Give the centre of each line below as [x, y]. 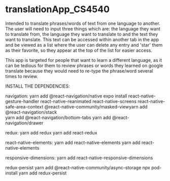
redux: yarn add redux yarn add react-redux [51, 132]
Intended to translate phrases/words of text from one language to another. [83, 23]
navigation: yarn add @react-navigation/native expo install [66, 96]
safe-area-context [24, 106]
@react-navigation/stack [31, 112]
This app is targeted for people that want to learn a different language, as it [84, 60]
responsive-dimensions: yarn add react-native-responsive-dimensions [79, 158]
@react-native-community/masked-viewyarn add [96, 106]
